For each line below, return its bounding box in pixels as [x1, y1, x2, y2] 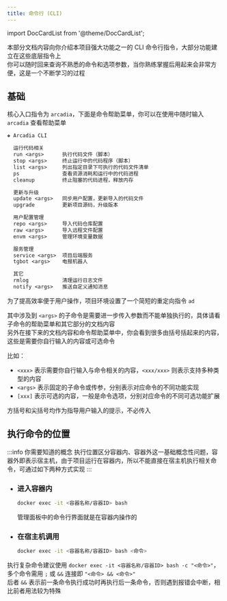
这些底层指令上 [18, 51, 62, 60]
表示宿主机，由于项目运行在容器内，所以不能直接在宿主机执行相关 [25, 456, 211, 465]
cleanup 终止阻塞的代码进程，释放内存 [13, 176, 134, 184]
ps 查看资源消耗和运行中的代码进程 [13, 170, 139, 177]
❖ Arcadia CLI [7, 132, 48, 139]
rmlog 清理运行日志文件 [13, 277, 103, 284]
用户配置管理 [13, 214, 44, 221]
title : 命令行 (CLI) [7, 10, 63, 17]
